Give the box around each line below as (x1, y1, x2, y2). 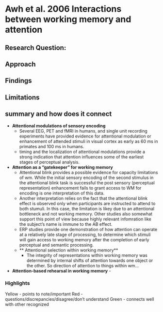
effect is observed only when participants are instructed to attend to (19, 200, 156, 206)
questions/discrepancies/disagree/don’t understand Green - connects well (5, 296, 154, 302)
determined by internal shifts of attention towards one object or (26, 257, 153, 263)
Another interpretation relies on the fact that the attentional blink (19, 195, 148, 201)
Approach (5, 60, 36, 68)
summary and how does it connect (5, 110, 112, 118)
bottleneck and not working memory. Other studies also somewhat (19, 211, 153, 216)
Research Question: (5, 43, 66, 52)
